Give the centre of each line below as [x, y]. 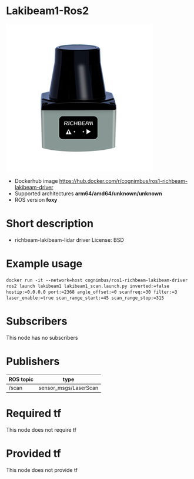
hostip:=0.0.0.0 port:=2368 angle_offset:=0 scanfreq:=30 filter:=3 [92, 292]
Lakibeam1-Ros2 [48, 11]
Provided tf [34, 454]
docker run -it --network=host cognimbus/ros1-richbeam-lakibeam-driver [97, 280]
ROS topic [21, 379]
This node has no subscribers [42, 337]
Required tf [34, 414]
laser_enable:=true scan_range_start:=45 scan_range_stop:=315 [85, 298]
